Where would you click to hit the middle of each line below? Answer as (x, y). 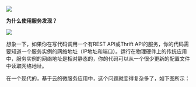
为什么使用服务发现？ (32, 21)
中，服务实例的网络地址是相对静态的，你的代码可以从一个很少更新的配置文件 (98, 59)
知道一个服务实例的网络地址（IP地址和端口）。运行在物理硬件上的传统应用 (99, 51)
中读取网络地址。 (27, 66)
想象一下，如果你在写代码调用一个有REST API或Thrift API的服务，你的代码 (95, 44)
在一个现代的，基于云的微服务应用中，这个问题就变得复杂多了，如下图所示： (98, 78)
